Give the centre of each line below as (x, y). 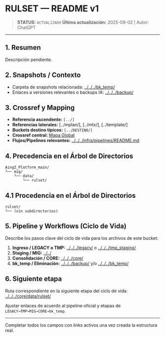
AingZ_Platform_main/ (27, 168)
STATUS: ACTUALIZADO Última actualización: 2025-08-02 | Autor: (83, 22)
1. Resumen (23, 48)
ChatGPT (26, 27)
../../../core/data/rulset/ (28, 296)
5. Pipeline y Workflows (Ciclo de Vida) (66, 226)
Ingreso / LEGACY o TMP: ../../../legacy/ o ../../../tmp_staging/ (74, 248)
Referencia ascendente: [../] (43, 119)
